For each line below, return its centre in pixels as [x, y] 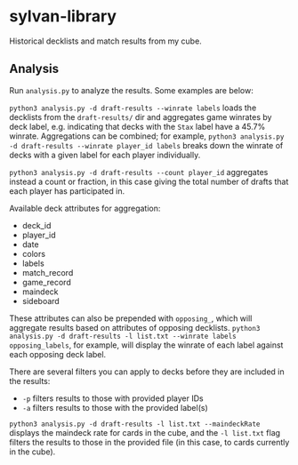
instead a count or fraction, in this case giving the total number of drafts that [149, 181]
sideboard [40, 301]
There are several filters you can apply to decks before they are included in [147, 372]
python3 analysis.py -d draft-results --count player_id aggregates [139, 172]
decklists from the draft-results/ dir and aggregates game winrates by [141, 116]
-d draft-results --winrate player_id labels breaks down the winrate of [146, 145]
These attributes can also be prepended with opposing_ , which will [131, 318]
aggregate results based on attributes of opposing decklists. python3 [135, 327]
